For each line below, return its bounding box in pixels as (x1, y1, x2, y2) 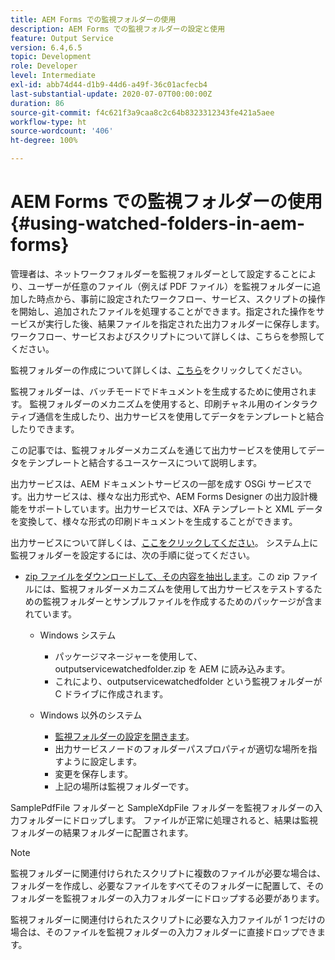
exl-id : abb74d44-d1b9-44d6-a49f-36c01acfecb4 (10, 80, 208, 90)
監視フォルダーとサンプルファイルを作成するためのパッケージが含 (42, 595, 315, 607)
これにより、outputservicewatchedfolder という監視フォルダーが (54, 675, 323, 687)
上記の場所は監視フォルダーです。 (54, 780, 195, 792)
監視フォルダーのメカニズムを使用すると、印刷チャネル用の (29, 397, 275, 410)
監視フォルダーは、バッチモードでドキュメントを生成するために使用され (10, 385, 308, 397)
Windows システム (39, 629, 117, 641)
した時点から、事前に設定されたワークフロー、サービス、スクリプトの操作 (18, 292, 326, 305)
